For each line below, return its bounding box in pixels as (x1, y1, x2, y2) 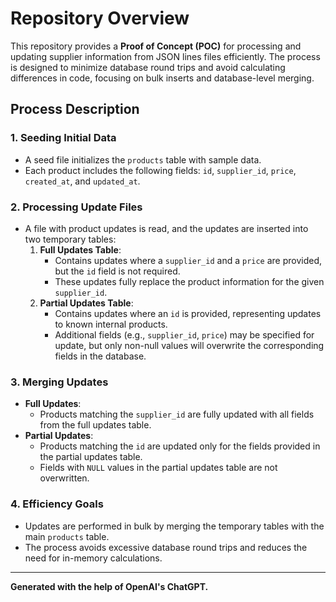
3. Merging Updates (10, 375, 109, 389)
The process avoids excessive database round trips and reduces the (24, 541, 308, 553)
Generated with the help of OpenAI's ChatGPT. (10, 580, 209, 592)
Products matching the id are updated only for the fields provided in (39, 440, 321, 452)
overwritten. (39, 472, 90, 484)
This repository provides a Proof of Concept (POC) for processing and (10, 40, 302, 52)
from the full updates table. (39, 419, 152, 431)
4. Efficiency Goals (10, 497, 104, 511)
